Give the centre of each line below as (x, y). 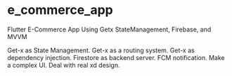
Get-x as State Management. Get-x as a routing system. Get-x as (101, 50)
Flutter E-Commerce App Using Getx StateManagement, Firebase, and (109, 29)
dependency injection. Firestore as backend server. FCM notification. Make (116, 57)
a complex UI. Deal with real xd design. (64, 65)
